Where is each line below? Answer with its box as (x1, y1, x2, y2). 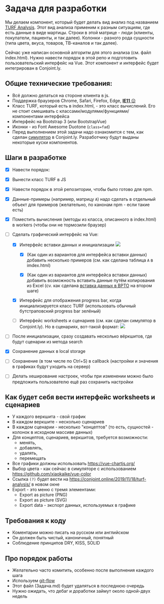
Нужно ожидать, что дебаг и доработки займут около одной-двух (12, 588, 150, 594)
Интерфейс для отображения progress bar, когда (19, 297, 122, 303)
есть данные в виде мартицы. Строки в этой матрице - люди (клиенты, (5, 29, 154, 35)
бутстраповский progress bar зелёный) (19, 308, 101, 314)
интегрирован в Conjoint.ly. (5, 65, 62, 71)
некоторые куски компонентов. (12, 139, 78, 145)
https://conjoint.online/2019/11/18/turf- (69, 476, 146, 482)
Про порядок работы (5, 554, 73, 562)
